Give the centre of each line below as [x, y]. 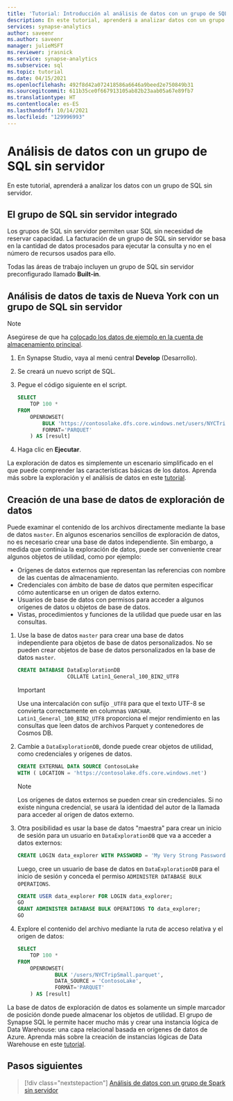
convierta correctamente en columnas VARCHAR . [84, 711]
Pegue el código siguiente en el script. [72, 385]
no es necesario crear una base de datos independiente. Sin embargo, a [110, 542]
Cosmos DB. [35, 733]
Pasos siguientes [45, 1066]
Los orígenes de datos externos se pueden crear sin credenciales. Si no [120, 800]
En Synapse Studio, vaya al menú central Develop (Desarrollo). [107, 358]
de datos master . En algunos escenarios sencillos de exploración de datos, [114, 535]
